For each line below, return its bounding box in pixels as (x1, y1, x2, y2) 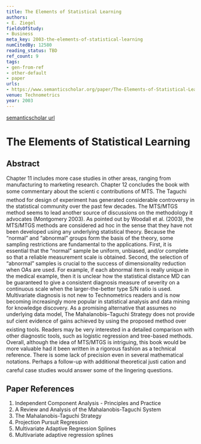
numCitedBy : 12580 (6, 42, 52, 48)
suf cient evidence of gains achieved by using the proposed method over (6, 317, 187, 324)
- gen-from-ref (6, 64, 44, 71)
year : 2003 (6, 97, 33, 103)
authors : (6, 14, 28, 20)
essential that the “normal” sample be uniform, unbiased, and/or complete (6, 247, 188, 254)
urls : (6, 81, 20, 87)
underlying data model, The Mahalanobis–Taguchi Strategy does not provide (6, 310, 195, 317)
